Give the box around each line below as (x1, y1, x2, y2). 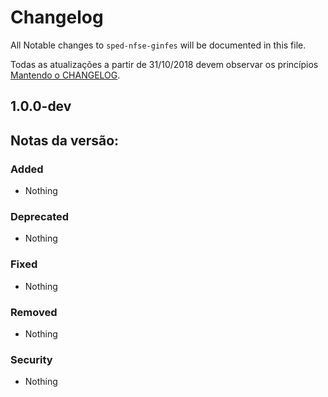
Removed (10, 305, 58, 319)
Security (10, 352, 53, 366)
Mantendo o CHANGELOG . (10, 69, 121, 81)
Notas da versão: (10, 132, 120, 149)
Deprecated (10, 209, 70, 223)
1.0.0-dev (10, 98, 72, 115)
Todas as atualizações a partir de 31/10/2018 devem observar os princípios (10, 58, 319, 70)
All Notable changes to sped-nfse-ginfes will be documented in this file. (10, 39, 307, 51)
